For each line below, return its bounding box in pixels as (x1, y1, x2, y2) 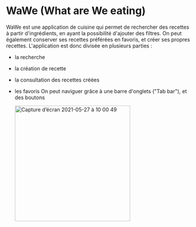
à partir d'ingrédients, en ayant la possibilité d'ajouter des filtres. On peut (6, 29, 182, 36)
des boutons (14, 94, 45, 101)
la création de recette (14, 65, 66, 72)
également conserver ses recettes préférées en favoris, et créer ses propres (6, 36, 190, 43)
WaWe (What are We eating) (6, 4, 146, 18)
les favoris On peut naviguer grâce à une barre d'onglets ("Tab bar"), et (14, 87, 187, 94)
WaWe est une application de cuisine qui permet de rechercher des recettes (6, 23, 190, 31)
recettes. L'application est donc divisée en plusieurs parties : (6, 42, 153, 49)
